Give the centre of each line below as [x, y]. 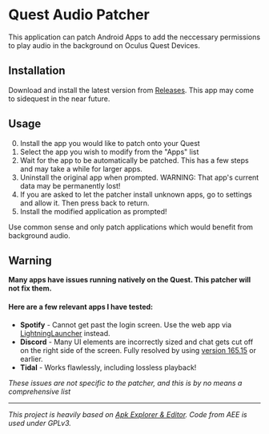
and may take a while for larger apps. [81, 168]
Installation [37, 71]
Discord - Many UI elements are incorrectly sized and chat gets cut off [137, 342]
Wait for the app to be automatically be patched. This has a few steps [134, 160]
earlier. [31, 359]
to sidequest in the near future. [59, 99]
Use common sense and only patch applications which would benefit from [131, 227]
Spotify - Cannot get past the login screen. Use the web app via [126, 324]
